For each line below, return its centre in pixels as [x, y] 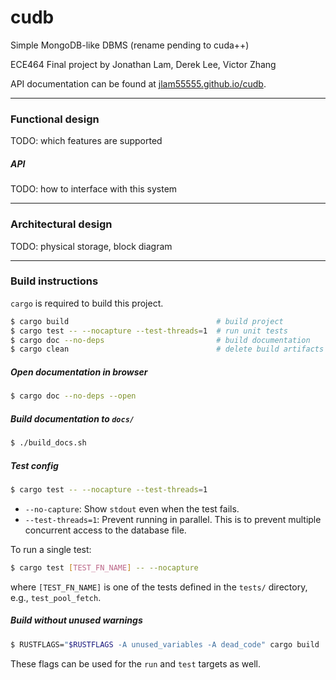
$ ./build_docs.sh [48, 443]
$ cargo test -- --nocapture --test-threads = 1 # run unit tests [149, 331]
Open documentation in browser [79, 372]
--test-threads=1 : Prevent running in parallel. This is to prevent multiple [173, 519]
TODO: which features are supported [86, 141]
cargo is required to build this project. [87, 303]
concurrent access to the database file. [105, 530]
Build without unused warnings [76, 620]
